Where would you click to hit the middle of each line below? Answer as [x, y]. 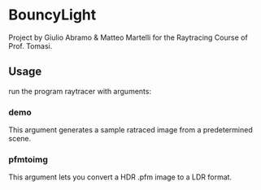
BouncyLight [52, 15]
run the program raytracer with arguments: [80, 91]
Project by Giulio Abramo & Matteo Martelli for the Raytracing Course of [128, 37]
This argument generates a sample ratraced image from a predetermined [131, 130]
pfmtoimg [28, 159]
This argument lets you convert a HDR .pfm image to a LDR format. [120, 177]
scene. [20, 139]
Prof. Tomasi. [30, 45]
